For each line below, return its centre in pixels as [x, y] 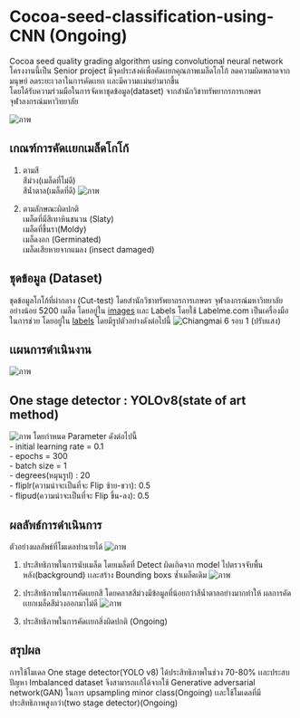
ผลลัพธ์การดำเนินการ [56, 525]
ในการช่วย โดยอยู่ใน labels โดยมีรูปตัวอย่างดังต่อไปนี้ [90, 321]
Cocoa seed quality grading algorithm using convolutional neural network [146, 61]
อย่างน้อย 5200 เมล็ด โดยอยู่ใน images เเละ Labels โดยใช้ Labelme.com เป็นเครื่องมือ [149, 311]
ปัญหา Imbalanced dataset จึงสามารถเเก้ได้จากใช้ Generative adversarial [132, 682]
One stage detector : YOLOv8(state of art [128, 400]
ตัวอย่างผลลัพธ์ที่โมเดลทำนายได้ [56, 546]
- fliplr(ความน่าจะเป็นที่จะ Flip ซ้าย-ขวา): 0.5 [80, 485]
